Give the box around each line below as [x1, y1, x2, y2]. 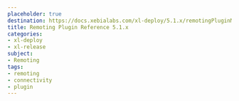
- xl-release [7, 43, 46, 51]
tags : [7, 63, 23, 70]
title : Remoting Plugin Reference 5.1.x [7, 23, 129, 31]
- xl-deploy [7, 37, 43, 44]
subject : [7, 51, 33, 58]
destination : [7, 17, 46, 24]
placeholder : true [7, 10, 62, 18]
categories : [7, 30, 43, 38]
